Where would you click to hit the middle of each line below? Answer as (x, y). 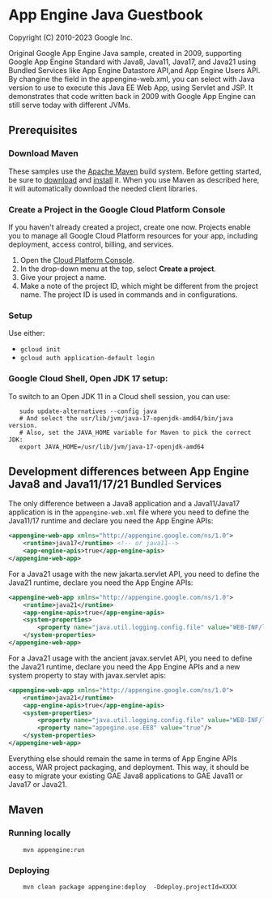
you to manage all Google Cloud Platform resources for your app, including (133, 235)
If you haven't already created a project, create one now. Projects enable (130, 227)
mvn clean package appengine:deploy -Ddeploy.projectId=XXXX (130, 887)
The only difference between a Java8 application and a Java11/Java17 (124, 504)
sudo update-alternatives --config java (88, 411)
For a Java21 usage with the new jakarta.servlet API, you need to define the (134, 574)
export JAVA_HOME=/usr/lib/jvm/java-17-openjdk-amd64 (112, 447)
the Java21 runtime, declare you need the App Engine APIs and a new (124, 666)
